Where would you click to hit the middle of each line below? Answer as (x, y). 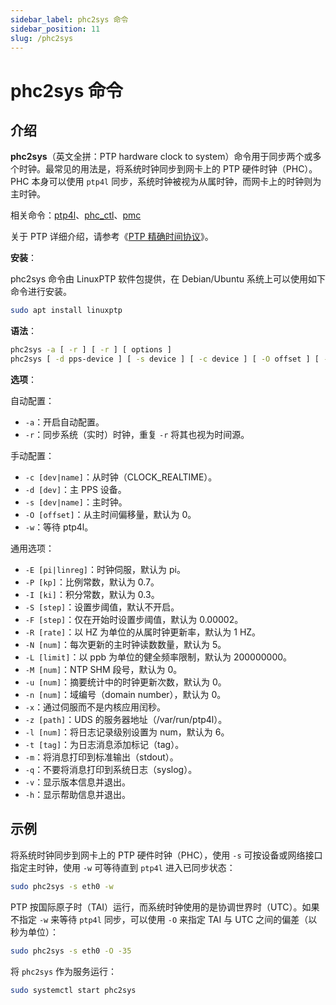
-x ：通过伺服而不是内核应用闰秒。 (95, 707)
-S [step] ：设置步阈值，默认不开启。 (102, 607)
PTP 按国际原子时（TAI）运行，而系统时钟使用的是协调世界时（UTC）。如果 (165, 907)
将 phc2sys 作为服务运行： (63, 971)
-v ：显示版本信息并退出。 (78, 782)
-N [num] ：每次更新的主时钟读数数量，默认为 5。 (125, 644)
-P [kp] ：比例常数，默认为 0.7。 (92, 582)
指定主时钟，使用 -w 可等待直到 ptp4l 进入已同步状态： (123, 867)
